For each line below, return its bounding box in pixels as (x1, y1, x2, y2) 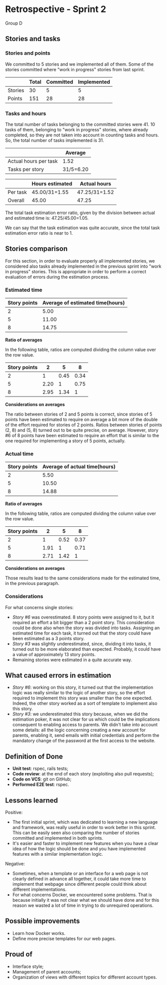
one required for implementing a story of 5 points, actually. (5, 438, 126, 444)
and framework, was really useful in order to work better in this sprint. (12, 825, 156, 831)
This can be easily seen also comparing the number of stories (12, 830, 140, 836)
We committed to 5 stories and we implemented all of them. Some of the (5, 61, 154, 67)
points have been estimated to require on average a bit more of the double (5, 417, 158, 423)
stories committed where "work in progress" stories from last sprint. (5, 66, 145, 72)
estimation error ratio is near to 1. (5, 230, 73, 236)
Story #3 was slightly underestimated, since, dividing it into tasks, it (12, 641, 151, 647)
